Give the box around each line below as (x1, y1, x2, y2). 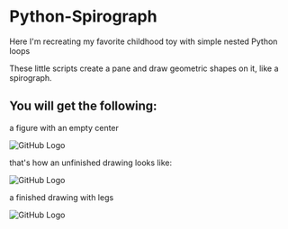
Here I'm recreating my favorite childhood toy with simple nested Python (9, 36, 278, 47)
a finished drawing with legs (9, 191, 114, 203)
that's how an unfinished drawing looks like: (9, 157, 173, 168)
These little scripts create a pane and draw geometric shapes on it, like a (9, 63, 279, 74)
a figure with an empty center (9, 122, 120, 133)
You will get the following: (9, 99, 157, 114)
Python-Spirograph (9, 6, 157, 27)
